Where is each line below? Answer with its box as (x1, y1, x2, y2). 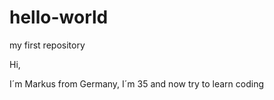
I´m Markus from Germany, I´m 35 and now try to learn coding (9, 77, 265, 90)
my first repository (9, 39, 86, 51)
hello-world (9, 6, 109, 29)
